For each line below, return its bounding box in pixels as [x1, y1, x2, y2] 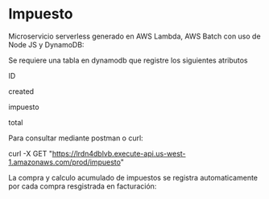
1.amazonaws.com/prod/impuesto [8, 157, 121, 167]
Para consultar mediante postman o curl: [8, 133, 143, 143]
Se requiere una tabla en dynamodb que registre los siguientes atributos [8, 55, 248, 65]
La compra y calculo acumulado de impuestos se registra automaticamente [8, 173, 259, 182]
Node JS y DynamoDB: [8, 39, 85, 49]
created [8, 86, 35, 96]
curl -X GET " [8, 148, 52, 158]
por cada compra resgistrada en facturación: [8, 181, 157, 191]
